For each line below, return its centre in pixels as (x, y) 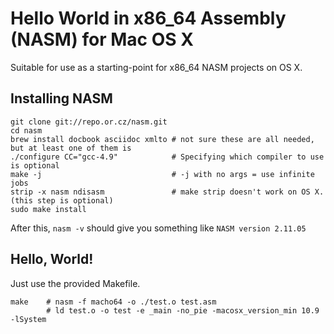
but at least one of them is (71, 148)
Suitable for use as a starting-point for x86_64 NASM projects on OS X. (156, 67)
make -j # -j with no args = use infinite (162, 174)
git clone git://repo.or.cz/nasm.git (89, 122)
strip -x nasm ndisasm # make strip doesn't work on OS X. (167, 192)
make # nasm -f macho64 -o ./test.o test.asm (113, 302)
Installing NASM (61, 98)
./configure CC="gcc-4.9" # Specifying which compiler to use (167, 157)
